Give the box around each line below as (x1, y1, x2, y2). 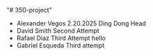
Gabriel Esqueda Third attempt (16, 41, 105, 49)
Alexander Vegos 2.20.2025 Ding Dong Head (16, 19, 147, 27)
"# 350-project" (6, 6, 53, 14)
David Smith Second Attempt (16, 27, 100, 35)
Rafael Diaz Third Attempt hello (16, 34, 106, 42)
